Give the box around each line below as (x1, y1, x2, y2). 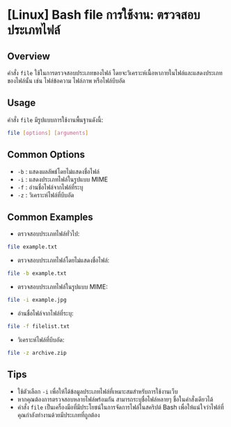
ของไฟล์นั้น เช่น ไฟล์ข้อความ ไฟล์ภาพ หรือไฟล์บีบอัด (7, 76, 125, 85)
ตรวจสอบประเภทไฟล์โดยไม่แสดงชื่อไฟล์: (17, 256, 110, 264)
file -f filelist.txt (7, 323, 70, 330)
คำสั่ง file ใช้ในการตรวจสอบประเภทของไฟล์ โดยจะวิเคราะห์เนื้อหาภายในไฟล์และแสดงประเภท (7, 69, 223, 76)
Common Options (7, 149, 86, 161)
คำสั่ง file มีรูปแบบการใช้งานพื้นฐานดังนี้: (7, 115, 104, 124)
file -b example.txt (7, 270, 67, 277)
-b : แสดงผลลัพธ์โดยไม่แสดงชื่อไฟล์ (17, 167, 99, 175)
